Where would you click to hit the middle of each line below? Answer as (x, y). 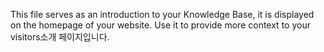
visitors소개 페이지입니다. (60, 37)
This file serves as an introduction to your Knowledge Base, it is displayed (162, 14)
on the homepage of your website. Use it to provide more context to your (160, 25)
